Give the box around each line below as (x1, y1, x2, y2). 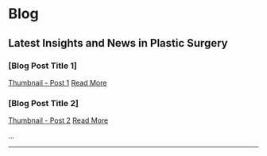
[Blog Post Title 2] (8, 97, 79, 108)
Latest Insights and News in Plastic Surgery (8, 36, 228, 50)
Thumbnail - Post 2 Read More (8, 116, 109, 125)
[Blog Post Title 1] (8, 60, 77, 71)
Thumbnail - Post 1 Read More (8, 78, 107, 87)
